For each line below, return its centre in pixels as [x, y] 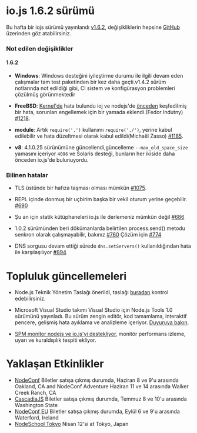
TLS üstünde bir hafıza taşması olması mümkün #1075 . [81, 188]
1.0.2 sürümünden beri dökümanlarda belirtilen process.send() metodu [100, 228]
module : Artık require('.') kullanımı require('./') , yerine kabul [93, 130]
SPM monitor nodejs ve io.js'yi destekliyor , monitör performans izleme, [100, 334]
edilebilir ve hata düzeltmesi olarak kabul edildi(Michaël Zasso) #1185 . [99, 136]
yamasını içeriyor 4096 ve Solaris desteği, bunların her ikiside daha [95, 154]
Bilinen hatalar [27, 175]
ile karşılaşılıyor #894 [40, 252]
